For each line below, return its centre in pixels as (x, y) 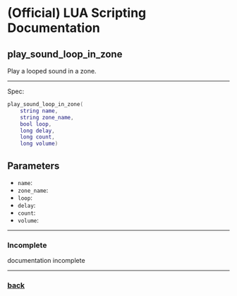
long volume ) (39, 144)
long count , (37, 137)
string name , (39, 111)
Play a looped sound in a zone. (52, 71)
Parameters (34, 166)
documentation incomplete (47, 261)
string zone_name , (47, 117)
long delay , (37, 131)
